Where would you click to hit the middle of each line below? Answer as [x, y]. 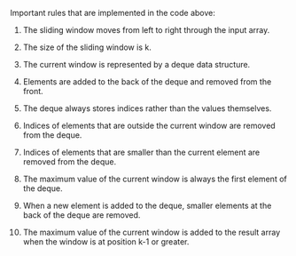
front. [33, 91]
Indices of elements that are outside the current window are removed [149, 125]
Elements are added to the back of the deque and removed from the [147, 82]
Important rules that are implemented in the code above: [113, 13]
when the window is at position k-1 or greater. [106, 242]
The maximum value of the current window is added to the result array [152, 232]
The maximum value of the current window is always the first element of [155, 179]
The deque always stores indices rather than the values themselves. [147, 108]
